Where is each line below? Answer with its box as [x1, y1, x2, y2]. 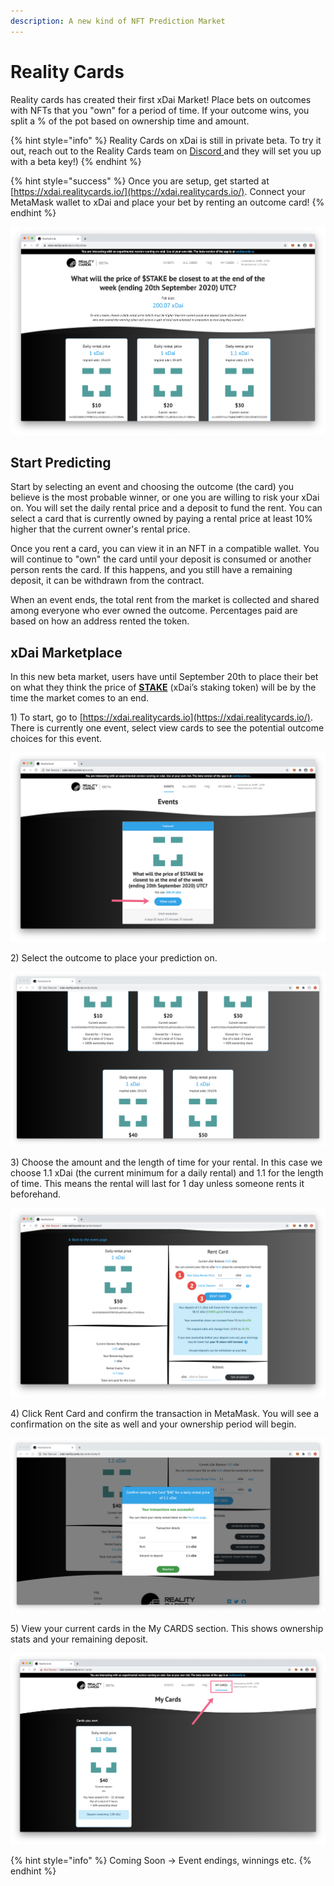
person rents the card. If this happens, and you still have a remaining [10, 564, 293, 576]
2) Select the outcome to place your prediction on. [10, 952, 218, 964]
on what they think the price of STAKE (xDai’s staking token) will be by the [10, 681, 317, 694]
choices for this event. [10, 733, 103, 745]
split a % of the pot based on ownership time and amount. [10, 115, 250, 127]
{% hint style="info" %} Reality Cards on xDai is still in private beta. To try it [10, 134, 322, 146]
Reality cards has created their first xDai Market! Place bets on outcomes [10, 93, 312, 105]
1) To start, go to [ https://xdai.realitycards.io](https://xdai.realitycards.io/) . [10, 711, 313, 724]
